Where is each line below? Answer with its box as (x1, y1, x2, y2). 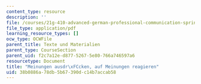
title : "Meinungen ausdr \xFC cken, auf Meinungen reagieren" (6, 63, 160, 70)
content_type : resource (6, 8, 66, 15)
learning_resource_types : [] (6, 31, 79, 37)
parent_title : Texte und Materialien (6, 42, 100, 48)
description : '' (6, 14, 47, 20)
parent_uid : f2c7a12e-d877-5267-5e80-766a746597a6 (6, 53, 135, 59)
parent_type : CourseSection (6, 47, 77, 53)
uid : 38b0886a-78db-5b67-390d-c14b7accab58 (6, 69, 117, 75)
